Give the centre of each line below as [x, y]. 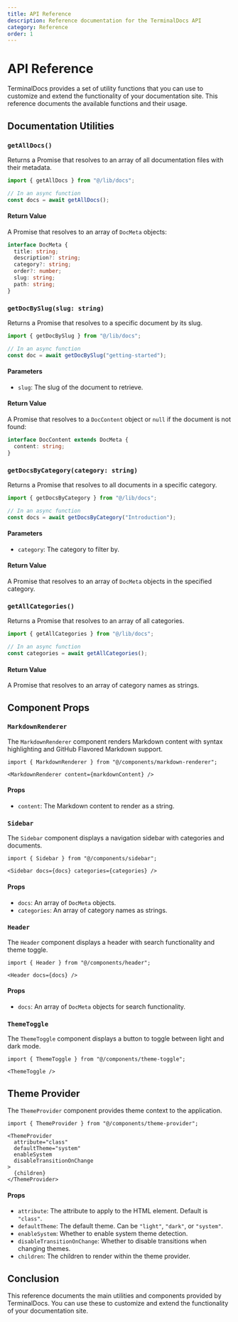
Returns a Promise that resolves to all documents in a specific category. [112, 484]
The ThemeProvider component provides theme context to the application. [115, 1111]
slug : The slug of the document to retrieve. [80, 387]
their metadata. [29, 167]
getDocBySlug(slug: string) [56, 308]
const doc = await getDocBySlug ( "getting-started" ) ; [87, 355]
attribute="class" [41, 1142]
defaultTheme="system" [47, 1149]
